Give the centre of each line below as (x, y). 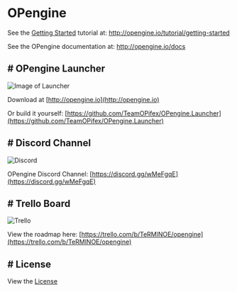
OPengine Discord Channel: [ (50, 174)
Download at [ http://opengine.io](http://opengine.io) (83, 99)
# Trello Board (39, 203)
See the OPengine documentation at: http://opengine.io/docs (97, 46)
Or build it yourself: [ (37, 113)
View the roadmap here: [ (44, 235)
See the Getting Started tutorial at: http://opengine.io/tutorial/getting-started (119, 33)
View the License (33, 281)
